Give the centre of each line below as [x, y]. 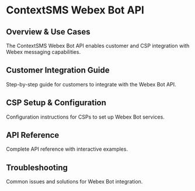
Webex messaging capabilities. [43, 52]
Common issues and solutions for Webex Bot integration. [74, 182]
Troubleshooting [37, 167]
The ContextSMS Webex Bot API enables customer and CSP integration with [98, 46]
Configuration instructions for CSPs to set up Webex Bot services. [85, 117]
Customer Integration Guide [58, 70]
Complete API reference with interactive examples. [67, 149]
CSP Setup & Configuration [56, 103]
